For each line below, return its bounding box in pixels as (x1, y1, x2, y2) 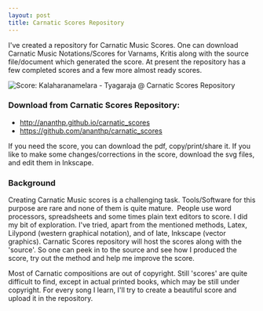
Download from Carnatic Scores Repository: (8, 99, 181, 110)
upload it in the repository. (8, 294, 93, 303)
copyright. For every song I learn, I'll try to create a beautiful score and (8, 285, 237, 295)
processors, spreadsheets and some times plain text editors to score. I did (8, 212, 248, 222)
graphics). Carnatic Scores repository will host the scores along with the (8, 237, 242, 247)
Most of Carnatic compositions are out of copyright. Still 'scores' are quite (8, 269, 248, 278)
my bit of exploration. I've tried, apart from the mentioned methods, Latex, (8, 220, 247, 230)
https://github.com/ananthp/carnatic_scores (19, 126, 163, 136)
